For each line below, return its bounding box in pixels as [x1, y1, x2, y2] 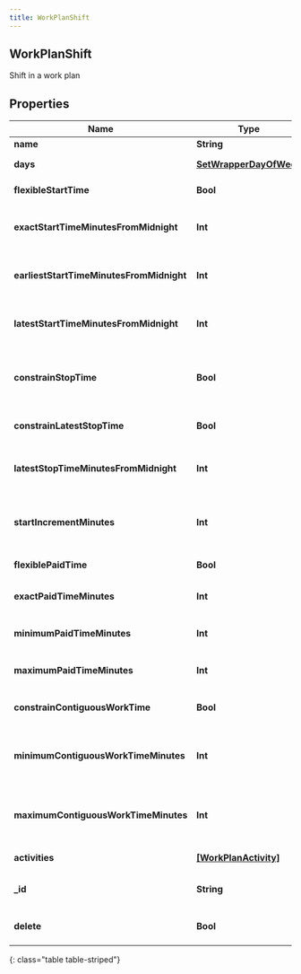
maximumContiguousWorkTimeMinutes [13, 809, 188, 821]
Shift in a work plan [9, 70, 81, 81]
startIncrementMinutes [13, 516, 115, 529]
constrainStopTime [13, 372, 97, 384]
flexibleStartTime [13, 184, 90, 197]
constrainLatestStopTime [13, 419, 125, 432]
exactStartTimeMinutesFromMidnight [13, 221, 178, 233]
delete [13, 920, 42, 933]
